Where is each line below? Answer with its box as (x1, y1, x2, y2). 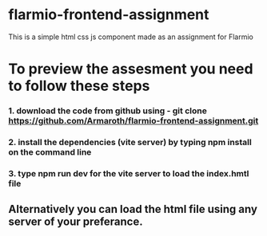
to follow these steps (8, 77, 150, 95)
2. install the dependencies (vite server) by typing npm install (8, 136, 252, 147)
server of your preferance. (8, 215, 143, 229)
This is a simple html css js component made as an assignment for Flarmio (8, 32, 253, 41)
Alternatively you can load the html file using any (8, 203, 258, 216)
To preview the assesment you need (8, 60, 253, 78)
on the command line (8, 146, 92, 157)
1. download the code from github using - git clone (8, 105, 208, 116)
